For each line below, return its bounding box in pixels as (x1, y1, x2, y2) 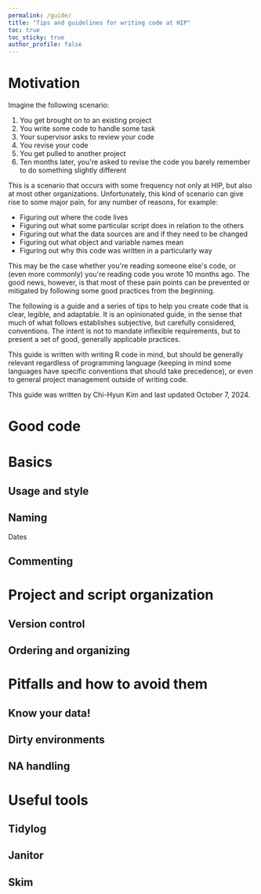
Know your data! (8, 707, 91, 720)
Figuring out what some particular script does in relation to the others (19, 221, 245, 231)
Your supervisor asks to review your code (19, 133, 154, 142)
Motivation (8, 74, 81, 93)
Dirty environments (8, 732, 106, 746)
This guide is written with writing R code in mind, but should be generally (8, 350, 244, 359)
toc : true (8, 26, 41, 34)
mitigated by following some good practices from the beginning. (8, 286, 216, 296)
